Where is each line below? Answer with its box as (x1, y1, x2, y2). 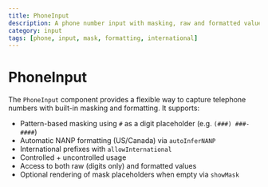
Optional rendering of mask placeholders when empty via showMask (19, 169, 239, 180)
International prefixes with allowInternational (19, 145, 172, 154)
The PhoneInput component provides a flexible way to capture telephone (8, 95, 246, 105)
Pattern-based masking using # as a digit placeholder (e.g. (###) (19, 119, 232, 129)
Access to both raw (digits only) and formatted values (19, 161, 197, 171)
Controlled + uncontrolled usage (19, 153, 127, 162)
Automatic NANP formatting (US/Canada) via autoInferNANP (19, 136, 216, 145)
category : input (8, 26, 62, 34)
